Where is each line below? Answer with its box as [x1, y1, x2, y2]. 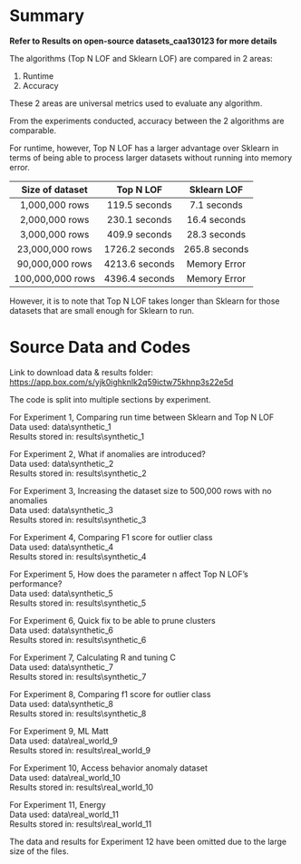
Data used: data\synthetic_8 [9, 698, 113, 709]
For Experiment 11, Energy [9, 799, 106, 810]
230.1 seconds [107, 213, 172, 226]
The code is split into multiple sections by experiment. [9, 393, 211, 404]
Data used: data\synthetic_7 [9, 661, 113, 672]
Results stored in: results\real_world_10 [9, 781, 154, 792]
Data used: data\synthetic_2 [9, 458, 114, 469]
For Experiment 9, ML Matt [9, 725, 109, 736]
